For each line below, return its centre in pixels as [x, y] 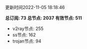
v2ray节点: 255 [28, 28]
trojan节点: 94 [27, 41]
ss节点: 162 [24, 35]
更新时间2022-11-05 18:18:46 [35, 7]
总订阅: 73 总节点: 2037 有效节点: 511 [44, 18]
